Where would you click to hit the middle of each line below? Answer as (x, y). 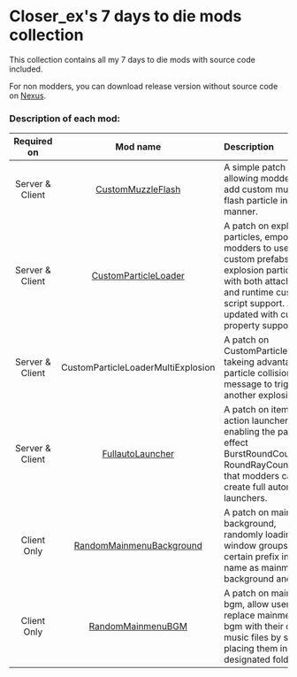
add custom (249, 189)
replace (240, 615)
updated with (251, 314)
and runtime (249, 292)
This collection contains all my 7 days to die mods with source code (133, 59)
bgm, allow (247, 604)
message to (248, 384)
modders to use (256, 248)
